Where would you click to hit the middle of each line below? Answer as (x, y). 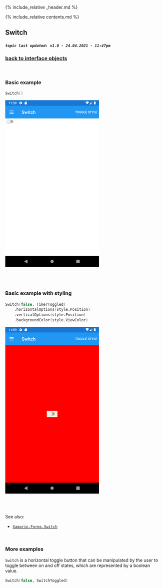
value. (11, 570)
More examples (24, 549)
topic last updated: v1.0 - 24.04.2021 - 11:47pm (58, 46)
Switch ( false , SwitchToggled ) (37, 580)
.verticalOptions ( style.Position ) (50, 315)
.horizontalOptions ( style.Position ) (52, 310)
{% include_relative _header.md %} (41, 7)
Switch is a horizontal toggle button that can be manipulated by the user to (82, 560)
